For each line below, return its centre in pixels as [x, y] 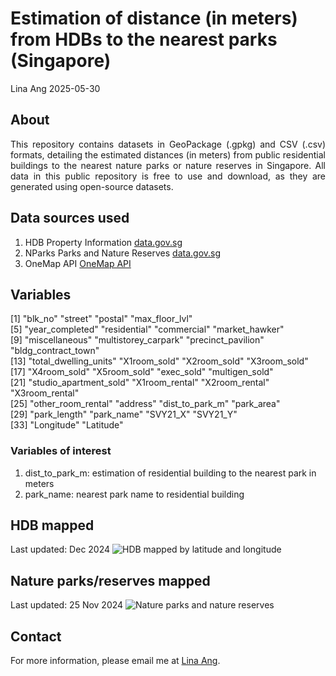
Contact [36, 636]
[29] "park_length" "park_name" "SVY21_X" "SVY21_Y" [124, 414]
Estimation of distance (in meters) [154, 18]
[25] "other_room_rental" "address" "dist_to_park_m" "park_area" [145, 404]
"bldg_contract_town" [55, 351]
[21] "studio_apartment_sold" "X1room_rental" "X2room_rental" [140, 383]
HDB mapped [52, 525]
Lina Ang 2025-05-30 [55, 88]
